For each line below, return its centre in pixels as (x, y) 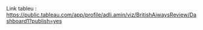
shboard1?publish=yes (34, 21)
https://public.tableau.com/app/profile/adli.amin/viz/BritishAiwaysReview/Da (101, 15)
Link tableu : (22, 9)
